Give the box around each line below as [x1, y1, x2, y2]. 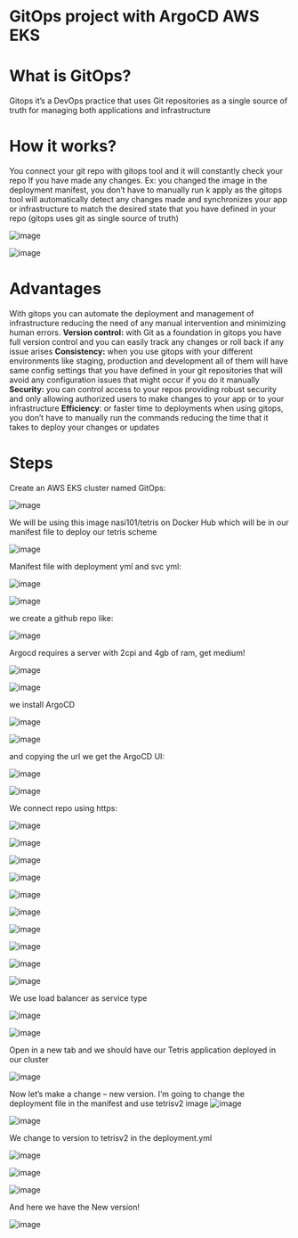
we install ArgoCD [9, 699, 76, 709]
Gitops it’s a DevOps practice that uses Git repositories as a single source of [9, 95, 288, 106]
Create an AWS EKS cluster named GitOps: [9, 482, 166, 493]
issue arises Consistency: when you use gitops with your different [9, 346, 254, 357]
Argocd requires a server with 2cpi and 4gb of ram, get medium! [9, 647, 246, 658]
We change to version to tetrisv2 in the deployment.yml [9, 1132, 213, 1143]
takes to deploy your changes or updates [9, 422, 160, 432]
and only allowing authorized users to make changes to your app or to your [9, 394, 285, 404]
